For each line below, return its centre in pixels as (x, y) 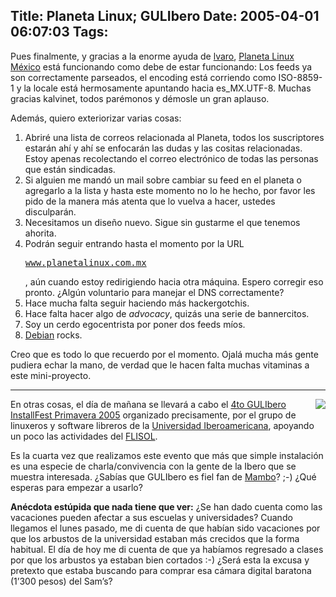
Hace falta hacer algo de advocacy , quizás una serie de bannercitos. (167, 313)
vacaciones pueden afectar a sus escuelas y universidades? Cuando (151, 517)
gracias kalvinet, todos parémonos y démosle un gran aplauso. (140, 98)
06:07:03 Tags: (59, 32)
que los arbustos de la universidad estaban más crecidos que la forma (155, 538)
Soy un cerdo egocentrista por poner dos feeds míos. (135, 324)
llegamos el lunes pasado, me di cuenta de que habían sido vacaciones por (165, 528)
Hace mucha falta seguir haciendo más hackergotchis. (137, 303)
